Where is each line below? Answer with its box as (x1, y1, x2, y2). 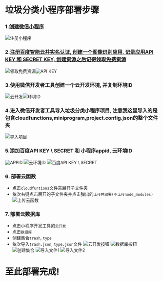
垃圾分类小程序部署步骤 (5, 4, 100, 16)
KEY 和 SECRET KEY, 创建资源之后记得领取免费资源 (5, 56, 126, 63)
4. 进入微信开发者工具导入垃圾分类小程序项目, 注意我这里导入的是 (5, 107, 158, 114)
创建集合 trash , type (12, 235, 52, 241)
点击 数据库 (12, 229, 32, 235)
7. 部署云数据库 (5, 210, 41, 217)
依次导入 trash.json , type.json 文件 (12, 241, 82, 247)
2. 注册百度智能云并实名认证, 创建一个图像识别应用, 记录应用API (5, 49, 154, 55)
